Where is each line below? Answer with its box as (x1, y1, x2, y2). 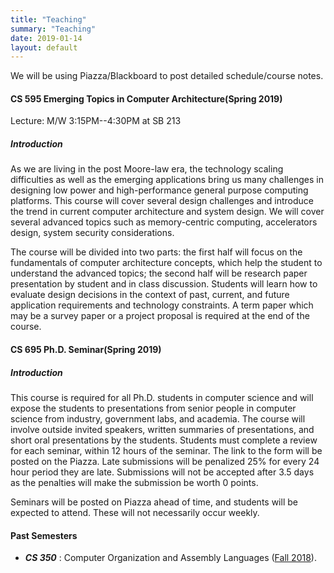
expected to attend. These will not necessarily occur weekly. (10, 506, 260, 518)
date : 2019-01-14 (10, 33, 83, 43)
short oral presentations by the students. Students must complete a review (10, 434, 318, 446)
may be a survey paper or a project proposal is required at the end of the (10, 310, 310, 322)
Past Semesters (10, 529, 78, 541)
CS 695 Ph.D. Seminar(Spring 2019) (10, 344, 162, 356)
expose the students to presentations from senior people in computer (10, 402, 297, 414)
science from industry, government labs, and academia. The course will (10, 412, 306, 425)
